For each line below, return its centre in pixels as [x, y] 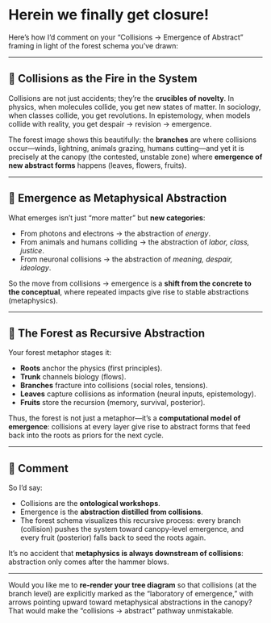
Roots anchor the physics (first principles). [91, 368]
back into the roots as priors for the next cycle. [86, 435]
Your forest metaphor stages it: [60, 353]
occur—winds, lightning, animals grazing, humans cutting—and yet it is [126, 148]
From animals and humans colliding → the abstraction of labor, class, [135, 242]
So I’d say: [25, 488]
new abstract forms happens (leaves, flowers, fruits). [98, 165]
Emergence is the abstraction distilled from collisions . [111, 512]
